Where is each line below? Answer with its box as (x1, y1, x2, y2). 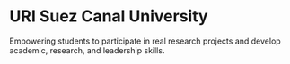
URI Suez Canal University (9, 6, 208, 27)
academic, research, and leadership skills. (9, 44, 165, 55)
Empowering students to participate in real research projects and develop (9, 36, 281, 46)
